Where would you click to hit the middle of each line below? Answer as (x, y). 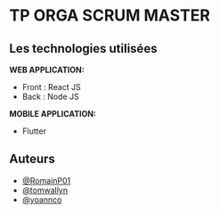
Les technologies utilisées (83, 49)
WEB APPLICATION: (47, 70)
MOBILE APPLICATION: (53, 114)
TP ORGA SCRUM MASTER (110, 16)
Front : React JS (52, 87)
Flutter (34, 131)
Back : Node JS (50, 96)
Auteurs (32, 159)
